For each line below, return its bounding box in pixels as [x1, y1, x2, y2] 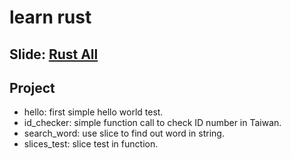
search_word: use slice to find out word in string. [23, 127, 225, 140]
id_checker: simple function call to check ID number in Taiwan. [23, 117, 282, 129]
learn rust [9, 6, 92, 29]
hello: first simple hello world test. [23, 106, 164, 118]
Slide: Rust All [9, 46, 99, 63]
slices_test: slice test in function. [23, 138, 159, 150]
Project [9, 79, 56, 96]
